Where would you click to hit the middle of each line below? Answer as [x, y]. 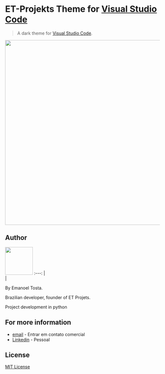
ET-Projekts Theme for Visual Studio [81, 9]
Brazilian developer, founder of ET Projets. [48, 297]
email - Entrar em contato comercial [48, 334]
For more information [38, 323]
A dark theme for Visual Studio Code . [55, 33]
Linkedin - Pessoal [31, 340]
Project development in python [36, 307]
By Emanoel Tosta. [24, 288]
